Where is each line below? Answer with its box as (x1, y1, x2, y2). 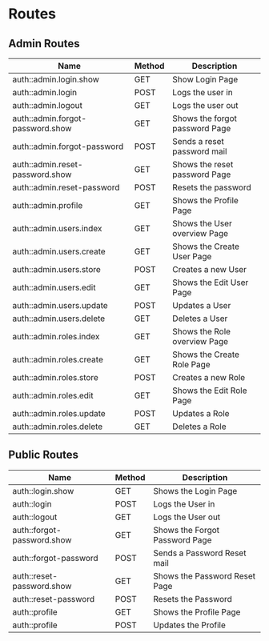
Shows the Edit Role (171, 385, 247, 396)
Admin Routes (8, 37, 80, 50)
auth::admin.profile (12, 200, 83, 210)
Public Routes (8, 448, 78, 462)
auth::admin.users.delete (12, 313, 106, 324)
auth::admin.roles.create (12, 354, 104, 365)
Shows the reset (171, 159, 234, 170)
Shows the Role (171, 326, 231, 337)
